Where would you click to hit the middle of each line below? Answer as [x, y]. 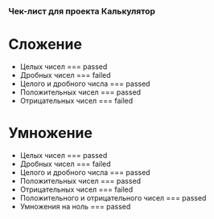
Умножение [50, 133]
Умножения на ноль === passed [75, 206]
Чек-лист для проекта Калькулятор [82, 11]
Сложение [45, 45]
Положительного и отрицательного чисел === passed [113, 197]
